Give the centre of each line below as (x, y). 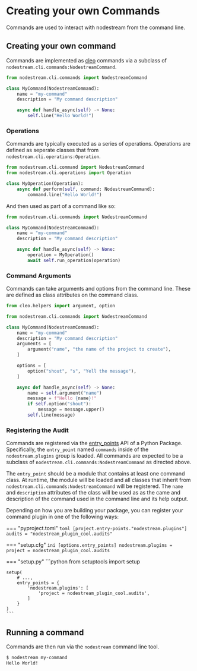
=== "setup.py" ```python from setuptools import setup (73, 562)
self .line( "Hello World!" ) (61, 116)
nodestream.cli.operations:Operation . (53, 156)
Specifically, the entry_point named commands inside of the (77, 449)
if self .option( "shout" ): (60, 404)
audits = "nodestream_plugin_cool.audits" (59, 534)
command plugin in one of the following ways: (62, 517)
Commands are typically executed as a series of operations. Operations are (99, 144)
